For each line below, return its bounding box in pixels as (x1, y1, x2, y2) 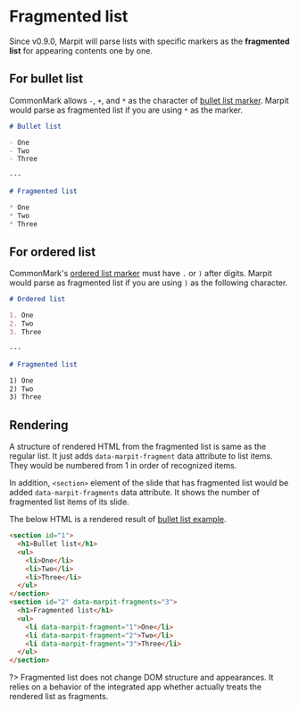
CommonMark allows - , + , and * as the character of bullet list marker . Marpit (9, 95, 289, 106)
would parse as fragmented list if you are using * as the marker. (9, 105, 244, 115)
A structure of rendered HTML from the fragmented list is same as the (9, 441, 267, 452)
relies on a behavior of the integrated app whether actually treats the (9, 681, 262, 692)
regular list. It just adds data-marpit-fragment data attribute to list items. (9, 451, 274, 461)
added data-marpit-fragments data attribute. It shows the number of (9, 487, 261, 498)
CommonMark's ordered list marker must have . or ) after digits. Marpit (9, 268, 272, 279)
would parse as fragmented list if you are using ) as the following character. (9, 277, 288, 288)
